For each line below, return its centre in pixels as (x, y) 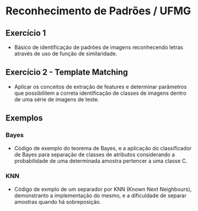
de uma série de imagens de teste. (56, 99)
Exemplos (24, 118)
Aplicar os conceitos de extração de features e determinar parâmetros (100, 86)
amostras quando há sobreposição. (58, 201)
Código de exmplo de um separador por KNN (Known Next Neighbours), (103, 189)
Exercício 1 (26, 33)
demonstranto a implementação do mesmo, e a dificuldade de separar (100, 196)
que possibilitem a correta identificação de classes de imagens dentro (100, 93)
